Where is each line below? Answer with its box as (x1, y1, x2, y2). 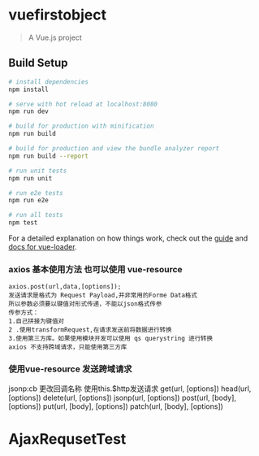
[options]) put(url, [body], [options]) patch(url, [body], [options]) (8, 401, 223, 411)
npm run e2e (8, 197, 49, 205)
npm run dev (8, 107, 49, 115)
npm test (8, 219, 38, 227)
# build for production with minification (8, 122, 154, 131)
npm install (8, 85, 49, 93)
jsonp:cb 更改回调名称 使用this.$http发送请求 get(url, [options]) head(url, (8, 384, 252, 393)
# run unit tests (8, 167, 67, 175)
